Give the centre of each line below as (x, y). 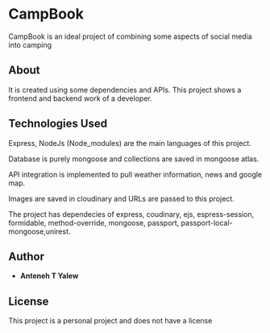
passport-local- (207, 223)
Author (26, 256)
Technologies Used (58, 124)
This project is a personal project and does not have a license (110, 321)
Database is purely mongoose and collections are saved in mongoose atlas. (134, 159)
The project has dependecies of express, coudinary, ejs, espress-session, (131, 214)
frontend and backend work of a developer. (80, 98)
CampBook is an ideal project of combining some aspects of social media (130, 36)
